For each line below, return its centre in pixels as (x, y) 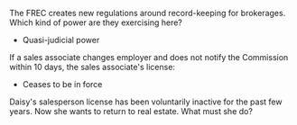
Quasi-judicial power (61, 40)
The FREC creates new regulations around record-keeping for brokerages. (148, 13)
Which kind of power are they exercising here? (96, 22)
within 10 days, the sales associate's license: (93, 67)
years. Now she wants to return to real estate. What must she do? (131, 111)
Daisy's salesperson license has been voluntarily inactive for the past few (146, 102)
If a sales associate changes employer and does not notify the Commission (149, 57)
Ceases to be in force (62, 84)
